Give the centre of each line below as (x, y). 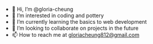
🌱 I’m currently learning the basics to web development (79, 22)
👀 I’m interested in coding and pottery (58, 15)
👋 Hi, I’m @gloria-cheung (42, 9)
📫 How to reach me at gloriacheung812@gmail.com (75, 35)
